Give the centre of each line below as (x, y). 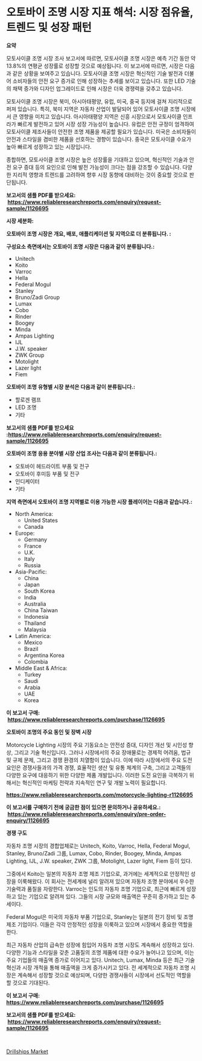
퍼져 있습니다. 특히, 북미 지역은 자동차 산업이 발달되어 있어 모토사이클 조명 (93, 109)
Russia (32, 565)
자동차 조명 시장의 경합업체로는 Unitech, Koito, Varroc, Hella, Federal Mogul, (98, 846)
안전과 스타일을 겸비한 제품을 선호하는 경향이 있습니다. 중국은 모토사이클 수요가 (99, 139)
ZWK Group (30, 355)
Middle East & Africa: (41, 668)
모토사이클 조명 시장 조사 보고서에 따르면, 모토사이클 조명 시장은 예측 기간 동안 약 (101, 58)
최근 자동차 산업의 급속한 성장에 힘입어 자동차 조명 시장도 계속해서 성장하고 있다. (100, 945)
